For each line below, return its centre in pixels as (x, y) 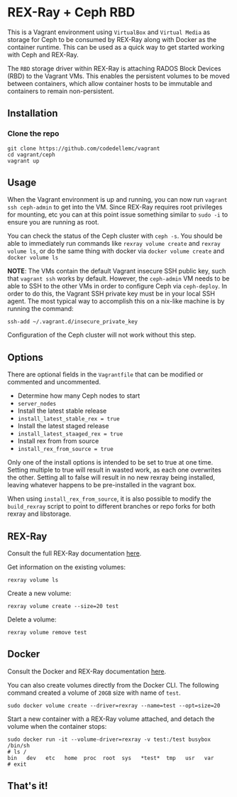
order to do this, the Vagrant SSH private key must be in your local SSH (111, 294)
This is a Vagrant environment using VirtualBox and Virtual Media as (109, 32)
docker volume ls (33, 258)
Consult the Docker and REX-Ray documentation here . (87, 671)
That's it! (28, 786)
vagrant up (23, 161)
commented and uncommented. (54, 382)
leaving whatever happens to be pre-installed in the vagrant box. (102, 485)
